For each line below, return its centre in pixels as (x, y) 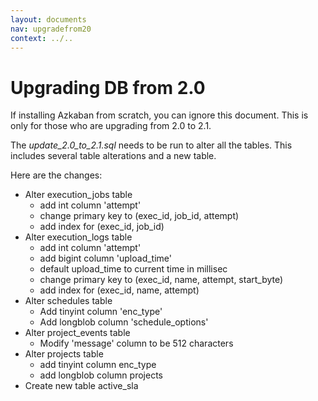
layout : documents (48, 19)
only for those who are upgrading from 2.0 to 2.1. (111, 126)
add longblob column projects (101, 375)
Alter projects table (64, 354)
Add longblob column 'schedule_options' (124, 322)
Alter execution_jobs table (78, 195)
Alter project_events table (77, 333)
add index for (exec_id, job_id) (102, 227)
